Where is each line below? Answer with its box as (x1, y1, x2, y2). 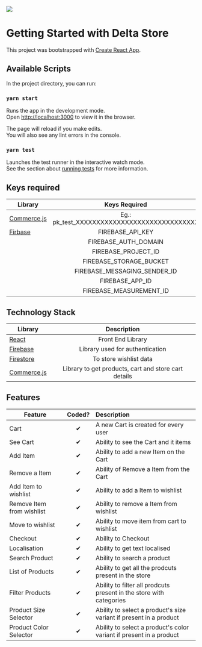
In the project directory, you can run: (6, 80, 97, 87)
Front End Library (98, 335, 147, 343)
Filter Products (9, 588, 51, 596)
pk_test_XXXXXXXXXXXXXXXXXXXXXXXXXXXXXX (52, 218, 200, 227)
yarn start (6, 95, 38, 102)
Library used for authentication (79, 345, 167, 353)
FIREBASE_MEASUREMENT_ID (82, 287, 170, 295)
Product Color (9, 623, 49, 631)
